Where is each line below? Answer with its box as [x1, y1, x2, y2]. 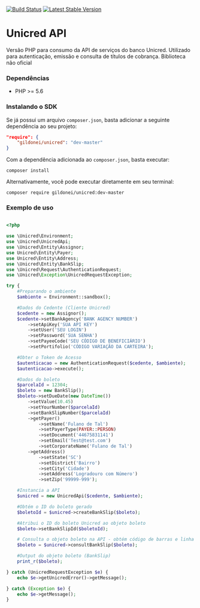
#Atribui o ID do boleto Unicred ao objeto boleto [17, 520, 146, 526]
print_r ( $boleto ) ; [17, 558, 63, 565]
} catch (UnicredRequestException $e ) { [6, 569, 109, 575]
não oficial [6, 59, 32, 66]
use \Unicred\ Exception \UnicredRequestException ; [6, 272, 133, 278]
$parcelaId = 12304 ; [17, 382, 68, 388]
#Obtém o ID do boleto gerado [17, 503, 93, 510]
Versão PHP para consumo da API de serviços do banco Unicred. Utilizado [6, 46, 190, 53]
